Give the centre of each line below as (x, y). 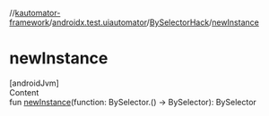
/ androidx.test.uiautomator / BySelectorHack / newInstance (154, 22)
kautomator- (38, 13)
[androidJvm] (35, 83)
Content (24, 92)
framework (30, 22)
